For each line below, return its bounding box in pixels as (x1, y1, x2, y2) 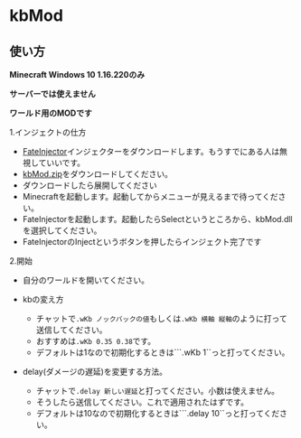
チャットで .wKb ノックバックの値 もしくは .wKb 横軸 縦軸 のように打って (35, 313, 287, 323)
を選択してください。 (22, 225, 102, 236)
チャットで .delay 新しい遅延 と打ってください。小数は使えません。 (35, 386, 280, 396)
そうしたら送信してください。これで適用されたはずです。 (35, 396, 249, 407)
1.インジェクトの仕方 (9, 127, 87, 137)
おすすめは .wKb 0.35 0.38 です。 (35, 336, 156, 346)
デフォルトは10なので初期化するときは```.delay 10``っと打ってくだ (35, 408, 280, 418)
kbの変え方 (22, 294, 65, 304)
